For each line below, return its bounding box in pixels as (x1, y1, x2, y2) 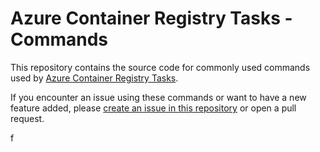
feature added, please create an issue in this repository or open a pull (10, 102, 297, 114)
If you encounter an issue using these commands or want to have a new (10, 91, 307, 103)
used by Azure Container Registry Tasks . (10, 72, 179, 84)
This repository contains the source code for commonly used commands (10, 61, 311, 73)
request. (10, 112, 45, 124)
